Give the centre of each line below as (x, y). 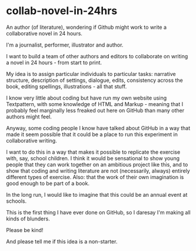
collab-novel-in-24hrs (62, 11)
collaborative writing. (31, 140)
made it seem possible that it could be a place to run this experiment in (92, 134)
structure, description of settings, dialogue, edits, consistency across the (95, 80)
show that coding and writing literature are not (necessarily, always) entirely (98, 171)
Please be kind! (25, 230)
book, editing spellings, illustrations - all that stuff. (67, 86)
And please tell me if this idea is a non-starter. (62, 241)
